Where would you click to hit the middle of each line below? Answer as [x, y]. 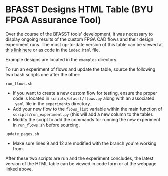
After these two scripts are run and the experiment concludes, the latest [79, 158]
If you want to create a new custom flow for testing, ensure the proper [85, 93]
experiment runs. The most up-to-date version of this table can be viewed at [84, 44]
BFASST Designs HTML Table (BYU [79, 9]
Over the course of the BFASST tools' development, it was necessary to [79, 34]
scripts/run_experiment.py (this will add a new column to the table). [83, 114]
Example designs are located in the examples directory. [61, 59]
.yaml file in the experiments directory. [52, 103]
